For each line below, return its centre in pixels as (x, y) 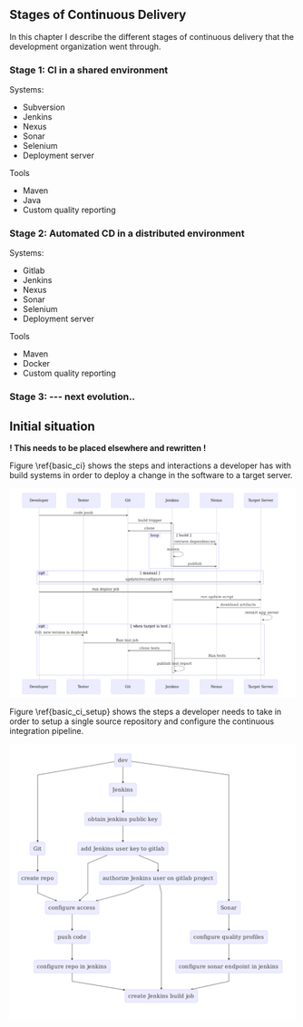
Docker (36, 364)
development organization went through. (85, 46)
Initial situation (52, 426)
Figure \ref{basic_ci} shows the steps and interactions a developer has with (151, 465)
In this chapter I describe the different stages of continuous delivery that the (152, 36)
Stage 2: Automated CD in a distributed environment (127, 233)
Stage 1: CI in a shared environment (89, 70)
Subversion (44, 107)
